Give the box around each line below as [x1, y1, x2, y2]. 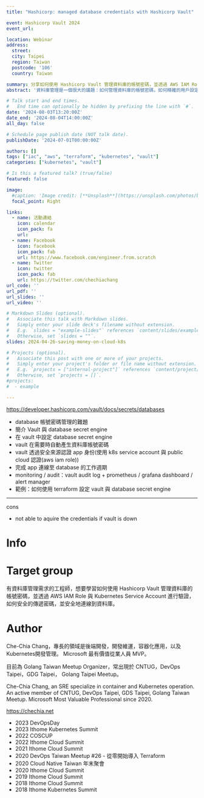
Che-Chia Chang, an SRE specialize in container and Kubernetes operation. [6, 683, 195, 690]
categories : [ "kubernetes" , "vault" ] [6, 159, 102, 166]
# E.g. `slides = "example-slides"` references [6, 327, 135, 333]
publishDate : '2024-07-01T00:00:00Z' [6, 137, 102, 143]
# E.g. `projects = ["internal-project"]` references [6, 367, 151, 373]
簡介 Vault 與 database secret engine [15, 426, 107, 433]
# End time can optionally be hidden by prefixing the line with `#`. [6, 104, 194, 110]
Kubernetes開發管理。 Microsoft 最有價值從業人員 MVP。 [6, 650, 150, 657]
